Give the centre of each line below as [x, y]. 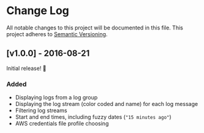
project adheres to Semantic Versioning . [57, 34]
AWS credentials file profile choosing [62, 124]
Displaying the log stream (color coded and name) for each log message [106, 104]
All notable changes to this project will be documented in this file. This [95, 28]
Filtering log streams [41, 110]
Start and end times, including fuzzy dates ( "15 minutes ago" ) [93, 117]
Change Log [38, 11]
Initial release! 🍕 [27, 68]
